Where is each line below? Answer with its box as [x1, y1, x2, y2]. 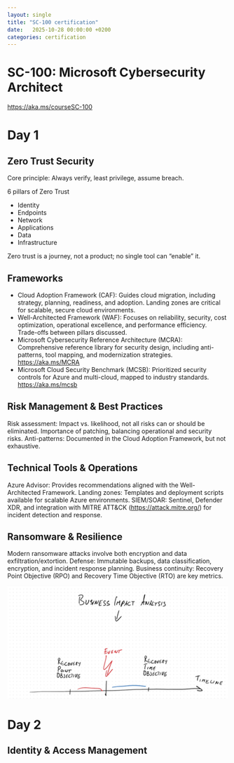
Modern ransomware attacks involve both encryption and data [7, 550, 188, 558]
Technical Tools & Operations [7, 462, 138, 474]
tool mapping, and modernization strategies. [45, 351, 173, 359]
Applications [17, 223, 54, 232]
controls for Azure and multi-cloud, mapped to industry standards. [17, 373, 209, 381]
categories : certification [7, 34, 86, 41]
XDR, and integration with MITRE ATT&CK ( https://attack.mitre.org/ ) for [7, 503, 212, 512]
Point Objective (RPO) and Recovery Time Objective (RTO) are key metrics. [7, 572, 223, 580]
